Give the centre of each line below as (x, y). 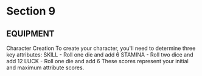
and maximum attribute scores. (45, 67)
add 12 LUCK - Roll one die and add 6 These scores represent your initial (97, 61)
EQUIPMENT (30, 34)
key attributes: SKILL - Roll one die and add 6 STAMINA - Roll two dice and (100, 55)
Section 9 (31, 11)
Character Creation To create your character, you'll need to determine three (101, 48)
